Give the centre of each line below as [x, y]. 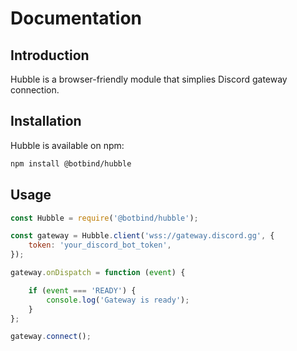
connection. [35, 90]
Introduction [50, 55]
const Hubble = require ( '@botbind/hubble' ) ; [104, 218]
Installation [46, 121]
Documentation [76, 18]
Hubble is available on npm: [67, 145]
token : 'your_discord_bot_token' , [100, 245]
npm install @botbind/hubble [71, 163]
